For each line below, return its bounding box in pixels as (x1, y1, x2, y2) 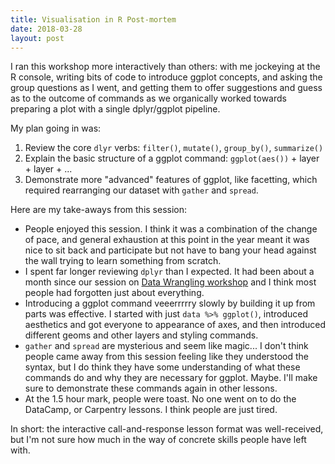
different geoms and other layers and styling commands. (24, 329, 259, 341)
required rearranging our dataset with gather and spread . (24, 184, 259, 196)
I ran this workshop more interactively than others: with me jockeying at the (10, 61, 321, 73)
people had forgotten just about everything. (24, 287, 205, 299)
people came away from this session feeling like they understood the (24, 351, 310, 363)
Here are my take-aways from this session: (10, 204, 188, 216)
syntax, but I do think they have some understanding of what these (24, 361, 301, 373)
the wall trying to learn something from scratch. (24, 255, 222, 267)
